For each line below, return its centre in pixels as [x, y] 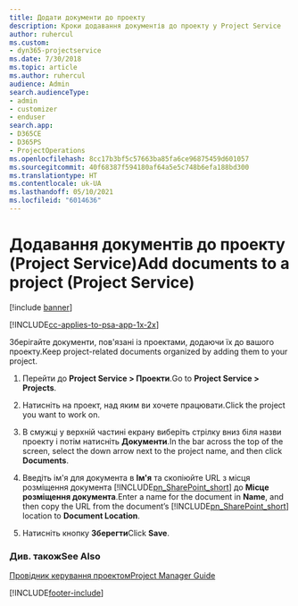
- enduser [28, 117]
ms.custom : [29, 42]
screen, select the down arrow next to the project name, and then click [152, 450]
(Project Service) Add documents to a [149, 264]
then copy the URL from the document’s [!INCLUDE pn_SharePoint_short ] [156, 506]
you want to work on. [61, 414]
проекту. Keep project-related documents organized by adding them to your [149, 351]
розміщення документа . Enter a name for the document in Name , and [153, 496]
